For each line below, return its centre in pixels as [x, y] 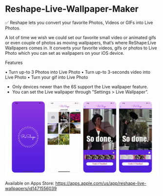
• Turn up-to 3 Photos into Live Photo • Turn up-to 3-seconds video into [78, 72]
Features [14, 63]
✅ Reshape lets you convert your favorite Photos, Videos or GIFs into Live [79, 22]
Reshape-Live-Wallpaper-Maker [72, 9]
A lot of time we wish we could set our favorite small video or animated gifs [81, 37]
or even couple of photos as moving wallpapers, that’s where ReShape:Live [81, 43]
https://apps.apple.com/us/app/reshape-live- [101, 183]
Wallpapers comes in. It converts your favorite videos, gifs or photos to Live [81, 48]
